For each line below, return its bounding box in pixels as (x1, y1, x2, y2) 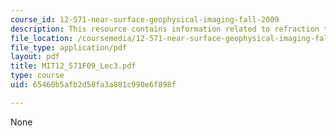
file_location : (10, 33, 74, 43)
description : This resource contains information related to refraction (10, 24, 320, 34)
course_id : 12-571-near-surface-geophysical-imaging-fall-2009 (10, 14, 280, 25)
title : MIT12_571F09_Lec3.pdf (10, 61, 137, 71)
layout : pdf (10, 52, 60, 62)
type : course (10, 71, 65, 81)
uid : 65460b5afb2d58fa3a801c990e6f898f (10, 80, 177, 90)
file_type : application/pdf (10, 42, 128, 53)
